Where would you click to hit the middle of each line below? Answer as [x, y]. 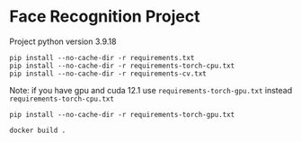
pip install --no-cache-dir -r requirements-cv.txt [108, 74]
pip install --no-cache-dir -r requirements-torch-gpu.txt [122, 114]
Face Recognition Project [105, 17]
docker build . [38, 130]
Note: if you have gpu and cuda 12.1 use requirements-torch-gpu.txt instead [151, 90]
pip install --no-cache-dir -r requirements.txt [102, 58]
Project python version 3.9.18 [63, 41]
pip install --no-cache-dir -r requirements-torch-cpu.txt [122, 66]
